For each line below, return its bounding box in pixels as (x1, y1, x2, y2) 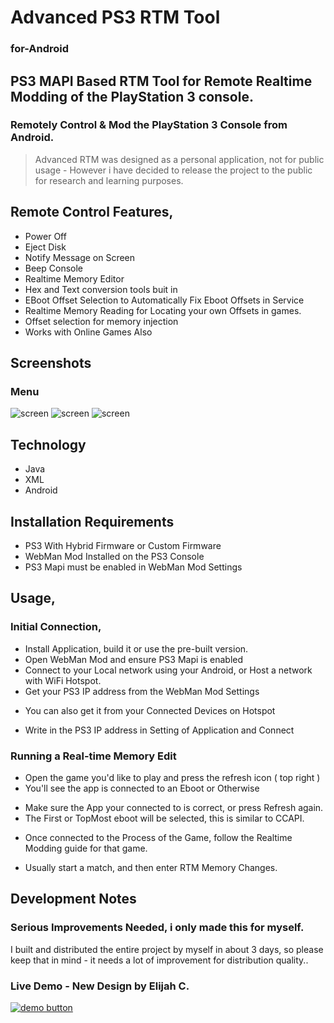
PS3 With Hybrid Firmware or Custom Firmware (24, 539, 222, 551)
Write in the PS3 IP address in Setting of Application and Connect (24, 724, 295, 736)
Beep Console (24, 262, 84, 274)
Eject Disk (24, 241, 67, 253)
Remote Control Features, (10, 204, 174, 221)
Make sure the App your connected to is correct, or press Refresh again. (24, 801, 324, 813)
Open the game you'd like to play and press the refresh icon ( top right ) (24, 771, 321, 783)
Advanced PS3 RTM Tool (10, 6, 221, 29)
